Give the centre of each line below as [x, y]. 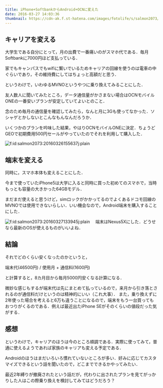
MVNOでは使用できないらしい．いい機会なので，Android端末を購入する [77, 205]
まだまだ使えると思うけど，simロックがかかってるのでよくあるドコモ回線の [81, 199]
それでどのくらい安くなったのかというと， [48, 257]
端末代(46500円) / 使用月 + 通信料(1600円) [48, 267]
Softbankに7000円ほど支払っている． [42, 58]
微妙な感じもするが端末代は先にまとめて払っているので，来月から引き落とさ [81, 288]
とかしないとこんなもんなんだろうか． [56, 117]
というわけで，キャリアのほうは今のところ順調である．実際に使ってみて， [79, 341]
